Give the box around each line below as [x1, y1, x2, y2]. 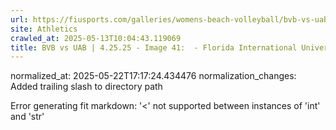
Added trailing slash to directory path [10, 81, 163, 93]
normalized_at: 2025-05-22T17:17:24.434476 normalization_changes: [10, 70, 297, 82]
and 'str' [10, 111, 45, 123]
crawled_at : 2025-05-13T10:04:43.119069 [10, 33, 182, 43]
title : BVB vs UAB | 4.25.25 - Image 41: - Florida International [10, 42, 298, 53]
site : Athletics [10, 24, 78, 34]
